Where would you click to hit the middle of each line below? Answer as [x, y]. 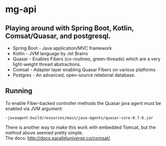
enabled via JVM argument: [34, 108]
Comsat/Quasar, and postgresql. [58, 36]
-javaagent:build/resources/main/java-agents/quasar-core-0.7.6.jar [79, 118]
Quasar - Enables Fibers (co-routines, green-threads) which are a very [87, 59]
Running [19, 91]
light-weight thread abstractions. [47, 64]
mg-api [21, 9]
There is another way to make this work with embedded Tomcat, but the [80, 127]
